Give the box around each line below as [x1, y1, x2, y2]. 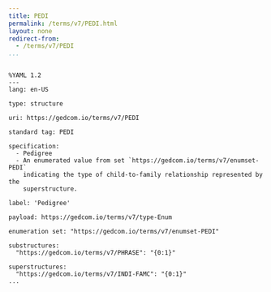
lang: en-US [8, 86, 49, 94]
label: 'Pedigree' [8, 200, 71, 208]
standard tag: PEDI [8, 128, 75, 136]
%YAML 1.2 [8, 71, 42, 79]
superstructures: [8, 263, 67, 272]
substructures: [8, 242, 60, 250]
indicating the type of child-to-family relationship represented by [23, 171, 264, 179]
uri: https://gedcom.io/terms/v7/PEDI [8, 114, 140, 122]
